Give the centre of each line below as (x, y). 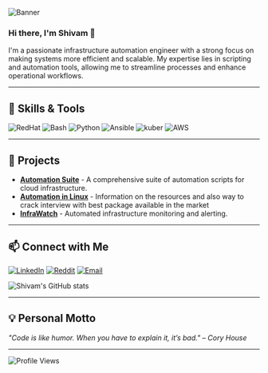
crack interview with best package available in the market (114, 204)
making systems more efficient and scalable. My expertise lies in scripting (130, 59)
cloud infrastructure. (53, 188)
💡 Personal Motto (52, 318)
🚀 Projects (34, 160)
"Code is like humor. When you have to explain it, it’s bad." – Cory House (128, 337)
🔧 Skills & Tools (47, 108)
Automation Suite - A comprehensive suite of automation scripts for (132, 179)
